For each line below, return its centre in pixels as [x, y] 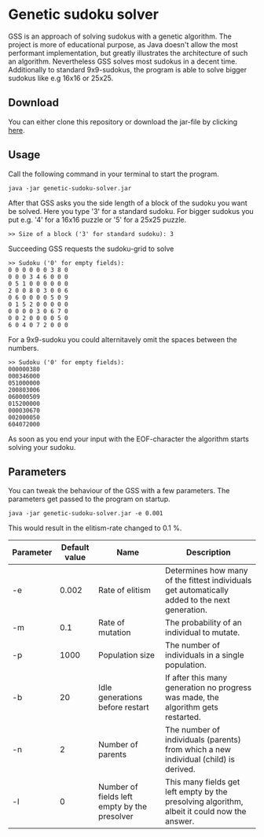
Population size [126, 655]
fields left [115, 797]
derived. [180, 769]
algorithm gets [191, 707]
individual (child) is [200, 759]
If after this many [196, 678]
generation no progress [208, 688]
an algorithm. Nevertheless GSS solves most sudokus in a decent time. [123, 61]
